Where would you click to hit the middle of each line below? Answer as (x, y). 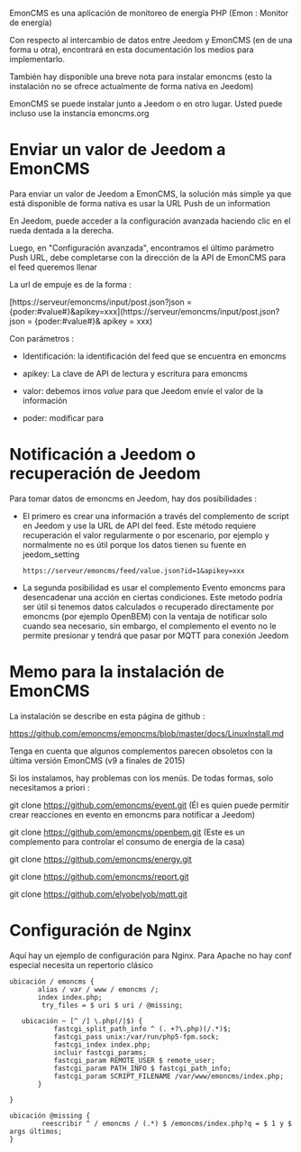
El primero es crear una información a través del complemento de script (156, 516)
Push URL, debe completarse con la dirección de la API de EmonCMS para (148, 257)
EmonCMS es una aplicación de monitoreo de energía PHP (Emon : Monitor (149, 13)
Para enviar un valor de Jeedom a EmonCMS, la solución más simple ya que (150, 194)
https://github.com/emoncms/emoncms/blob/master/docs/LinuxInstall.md (146, 733)
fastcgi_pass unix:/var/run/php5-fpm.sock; (137, 1037)
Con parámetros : (42, 338)
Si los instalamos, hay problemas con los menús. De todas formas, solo (141, 778)
